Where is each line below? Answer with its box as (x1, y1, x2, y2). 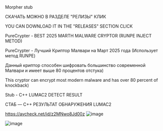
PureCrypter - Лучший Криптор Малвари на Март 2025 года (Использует (5, 48, 158, 53)
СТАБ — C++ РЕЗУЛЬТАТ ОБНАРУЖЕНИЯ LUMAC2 (5, 101, 112, 107)
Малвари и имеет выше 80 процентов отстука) (5, 67, 104, 73)
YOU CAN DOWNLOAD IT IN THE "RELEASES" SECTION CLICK (5, 23, 133, 29)
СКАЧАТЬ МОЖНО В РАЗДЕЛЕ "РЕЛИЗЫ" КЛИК (5, 14, 107, 19)
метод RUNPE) (5, 53, 36, 59)
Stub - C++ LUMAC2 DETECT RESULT (5, 92, 82, 98)
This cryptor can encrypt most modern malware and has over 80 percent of (5, 77, 158, 83)
